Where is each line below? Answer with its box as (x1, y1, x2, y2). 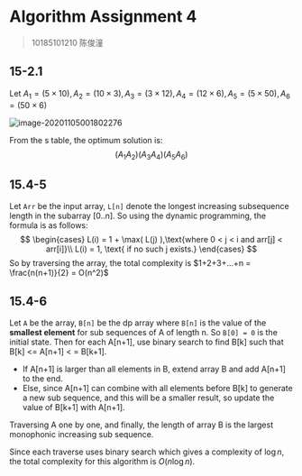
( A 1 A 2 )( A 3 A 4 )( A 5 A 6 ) (114, 149, 188, 161)
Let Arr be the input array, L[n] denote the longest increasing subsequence (9, 201, 290, 212)
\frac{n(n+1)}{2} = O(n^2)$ (9, 268, 109, 279)
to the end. (22, 372, 63, 384)
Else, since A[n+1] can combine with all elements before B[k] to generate (22, 382, 293, 393)
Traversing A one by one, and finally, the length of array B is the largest (9, 419, 274, 430)
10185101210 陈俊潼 (31, 37, 104, 48)
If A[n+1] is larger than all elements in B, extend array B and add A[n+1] (22, 363, 287, 374)
